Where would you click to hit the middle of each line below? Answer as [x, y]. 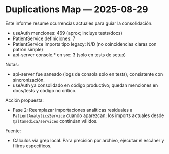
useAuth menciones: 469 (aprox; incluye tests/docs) [67, 33]
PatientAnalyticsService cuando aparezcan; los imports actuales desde [88, 115]
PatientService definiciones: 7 [44, 38]
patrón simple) [28, 49]
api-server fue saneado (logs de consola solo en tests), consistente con [88, 74]
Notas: [12, 64]
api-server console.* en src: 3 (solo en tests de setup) [69, 55]
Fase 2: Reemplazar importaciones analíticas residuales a [73, 110]
